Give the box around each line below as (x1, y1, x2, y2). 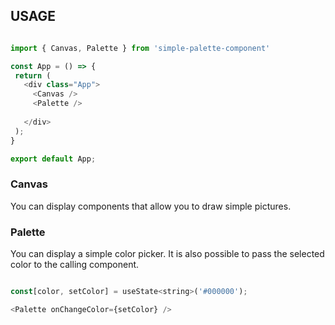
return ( (14, 70, 52, 81)
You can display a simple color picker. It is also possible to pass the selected (10, 248, 325, 260)
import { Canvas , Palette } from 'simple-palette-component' (10, 43, 271, 53)
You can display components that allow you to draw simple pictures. (10, 200, 292, 212)
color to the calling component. (10, 259, 140, 271)
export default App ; (10, 154, 97, 164)
